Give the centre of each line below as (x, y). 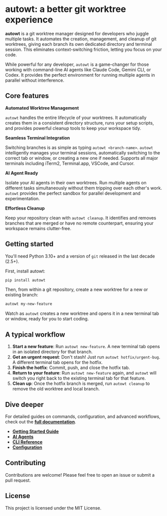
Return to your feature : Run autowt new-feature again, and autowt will (84, 373)
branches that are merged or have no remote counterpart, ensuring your (79, 223)
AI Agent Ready (22, 173)
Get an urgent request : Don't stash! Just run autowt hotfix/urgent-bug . (86, 357)
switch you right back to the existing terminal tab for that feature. (79, 378)
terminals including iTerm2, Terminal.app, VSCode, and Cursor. (70, 163)
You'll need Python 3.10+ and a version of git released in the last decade (80, 256)
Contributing (25, 463)
